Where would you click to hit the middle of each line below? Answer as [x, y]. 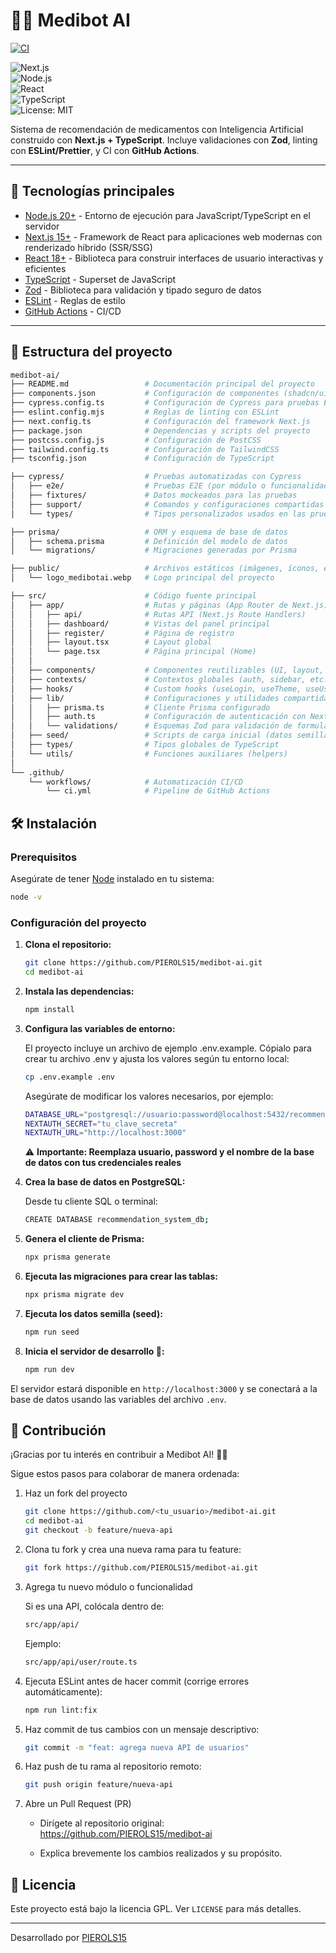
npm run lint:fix [61, 1710]
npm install [49, 1009]
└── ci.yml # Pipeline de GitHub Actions [158, 791]
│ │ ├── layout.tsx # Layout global [111, 642]
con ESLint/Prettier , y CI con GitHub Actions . [105, 150]
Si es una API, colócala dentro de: [94, 1606]
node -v [26, 897]
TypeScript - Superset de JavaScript [100, 279]
